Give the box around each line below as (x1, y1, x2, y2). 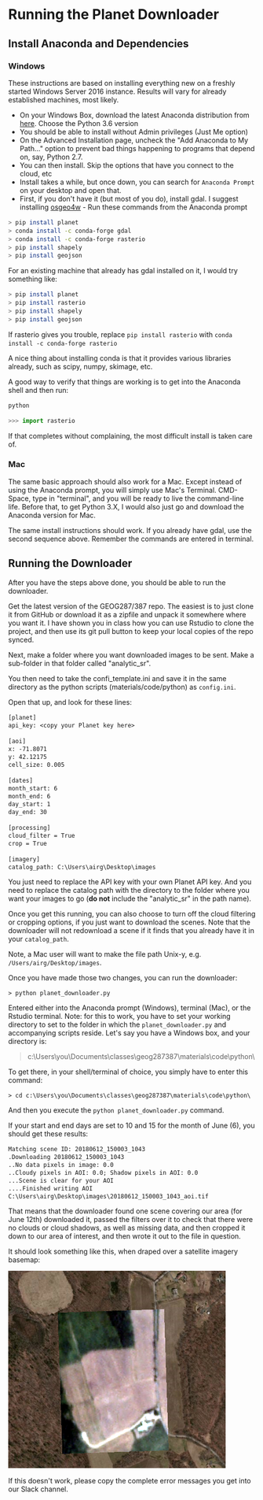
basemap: (8, 1254, 41, 1265)
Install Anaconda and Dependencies (8, 37, 189, 50)
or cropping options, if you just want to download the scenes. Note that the (8, 917, 251, 927)
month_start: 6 (8, 784, 58, 792)
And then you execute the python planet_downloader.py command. (8, 1105, 225, 1115)
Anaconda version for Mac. (8, 510, 97, 520)
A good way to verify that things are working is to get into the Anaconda (8, 376, 241, 387)
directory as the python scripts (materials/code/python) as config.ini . (8, 682, 237, 691)
